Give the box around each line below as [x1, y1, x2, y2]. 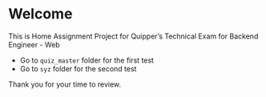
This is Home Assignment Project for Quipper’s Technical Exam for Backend [8, 31, 259, 41]
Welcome [8, 5, 73, 23]
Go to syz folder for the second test [19, 63, 137, 73]
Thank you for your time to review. [8, 79, 122, 89]
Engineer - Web [8, 39, 60, 49]
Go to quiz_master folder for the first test [19, 55, 155, 65]
